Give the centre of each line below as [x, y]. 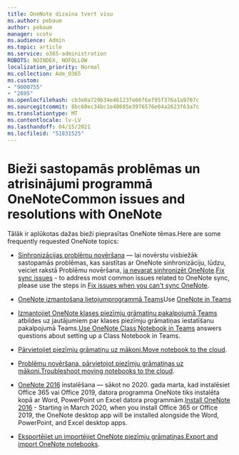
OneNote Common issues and [96, 199]
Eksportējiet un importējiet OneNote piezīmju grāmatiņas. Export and [118, 436]
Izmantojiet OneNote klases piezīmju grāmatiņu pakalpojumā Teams [117, 313]
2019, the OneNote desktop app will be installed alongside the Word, [118, 415]
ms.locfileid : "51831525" [46, 133]
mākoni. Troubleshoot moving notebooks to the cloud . [96, 371]
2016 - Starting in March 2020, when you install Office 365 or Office [118, 408]
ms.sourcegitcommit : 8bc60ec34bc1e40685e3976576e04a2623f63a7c [103, 107]
